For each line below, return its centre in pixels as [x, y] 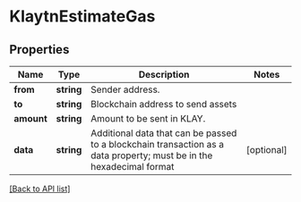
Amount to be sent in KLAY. [148, 118]
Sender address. [125, 89]
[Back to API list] [40, 189]
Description [164, 75]
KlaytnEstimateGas [82, 17]
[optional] [267, 150]
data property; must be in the [152, 156]
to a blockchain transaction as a [158, 144]
